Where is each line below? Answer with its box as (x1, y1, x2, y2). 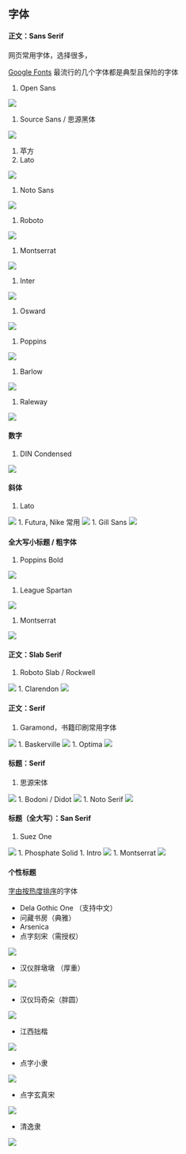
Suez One (19, 832, 52, 842)
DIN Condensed (19, 449, 73, 458)
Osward (19, 306, 46, 316)
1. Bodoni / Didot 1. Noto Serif (17, 794, 124, 803)
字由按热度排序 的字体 (8, 887, 78, 896)
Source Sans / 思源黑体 (19, 114, 97, 124)
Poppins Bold (19, 555, 63, 565)
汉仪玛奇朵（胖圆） (19, 995, 83, 1005)
